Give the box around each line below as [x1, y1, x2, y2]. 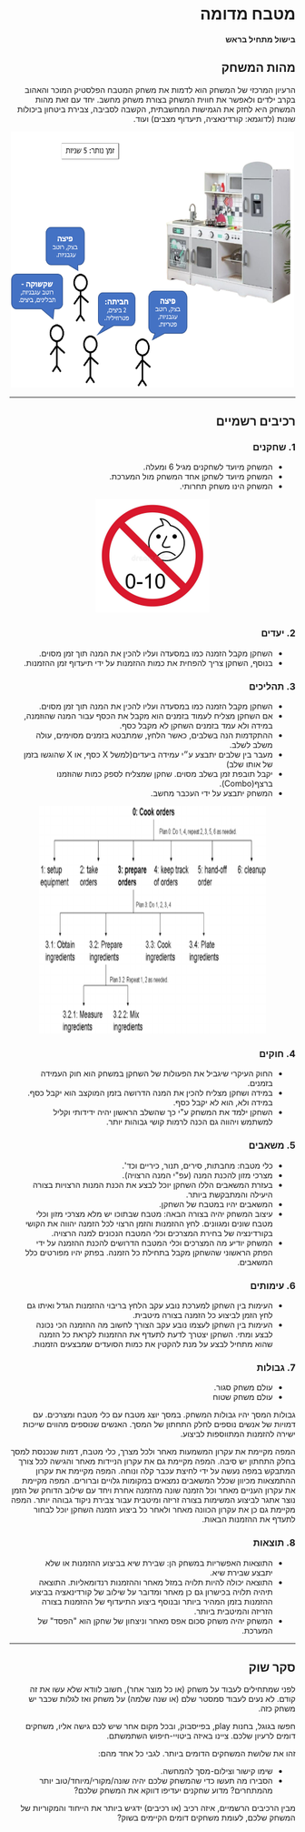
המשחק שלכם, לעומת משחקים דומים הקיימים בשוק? [116, 1812, 296, 1823]
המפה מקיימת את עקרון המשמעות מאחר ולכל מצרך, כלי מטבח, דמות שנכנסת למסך [10, 1446, 296, 1457]
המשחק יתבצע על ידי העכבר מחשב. [150, 788, 273, 799]
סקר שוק [248, 1659, 296, 1675]
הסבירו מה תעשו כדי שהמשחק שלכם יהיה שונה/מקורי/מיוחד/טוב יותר [39, 1776, 273, 1787]
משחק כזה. [258, 1703, 296, 1714]
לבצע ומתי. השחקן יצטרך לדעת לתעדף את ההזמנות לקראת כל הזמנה [38, 1328, 273, 1340]
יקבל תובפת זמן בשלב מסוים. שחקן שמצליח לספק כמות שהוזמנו [55, 769, 273, 780]
